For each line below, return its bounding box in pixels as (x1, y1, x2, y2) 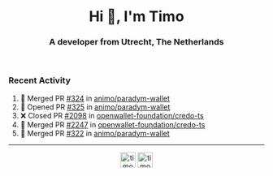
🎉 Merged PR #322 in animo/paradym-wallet (19, 128, 171, 138)
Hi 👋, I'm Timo (89, 7, 184, 26)
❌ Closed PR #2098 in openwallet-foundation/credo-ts (19, 110, 205, 120)
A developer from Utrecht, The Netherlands (49, 36, 224, 48)
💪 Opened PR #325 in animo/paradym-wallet (19, 101, 171, 112)
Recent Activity (8, 75, 71, 86)
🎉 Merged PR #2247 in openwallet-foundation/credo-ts (19, 119, 206, 129)
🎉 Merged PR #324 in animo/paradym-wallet (19, 93, 171, 103)
